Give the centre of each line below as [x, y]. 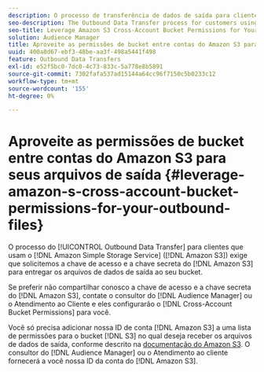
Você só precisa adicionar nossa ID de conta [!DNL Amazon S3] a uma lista [130, 328]
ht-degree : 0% [31, 96]
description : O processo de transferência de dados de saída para [119, 15]
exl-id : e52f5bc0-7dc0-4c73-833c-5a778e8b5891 [86, 67]
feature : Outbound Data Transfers [65, 60]
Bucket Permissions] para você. [60, 312]
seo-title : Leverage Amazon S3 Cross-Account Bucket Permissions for [125, 30]
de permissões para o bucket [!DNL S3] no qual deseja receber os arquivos [130, 336]
